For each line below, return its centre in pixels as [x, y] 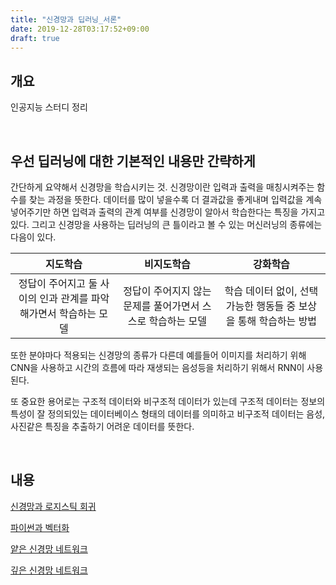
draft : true [35, 38]
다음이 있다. [33, 237]
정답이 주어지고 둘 [58, 283]
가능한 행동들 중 [261, 306]
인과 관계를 [64, 298]
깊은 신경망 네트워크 [49, 570]
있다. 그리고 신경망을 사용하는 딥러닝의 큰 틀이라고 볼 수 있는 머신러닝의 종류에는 [166, 224]
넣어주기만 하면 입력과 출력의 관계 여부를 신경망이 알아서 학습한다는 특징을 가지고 [168, 212]
